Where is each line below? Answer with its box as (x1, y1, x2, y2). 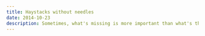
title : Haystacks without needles (6, 9, 95, 15)
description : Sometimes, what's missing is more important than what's (6, 20, 192, 26)
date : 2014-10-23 (6, 15, 51, 21)
